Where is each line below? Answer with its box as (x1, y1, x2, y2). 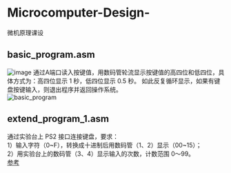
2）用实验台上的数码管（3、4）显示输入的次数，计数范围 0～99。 (7, 150, 195, 158)
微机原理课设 (7, 28, 43, 37)
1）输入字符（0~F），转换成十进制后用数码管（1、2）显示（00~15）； (7, 141, 202, 149)
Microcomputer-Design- (7, 5, 150, 21)
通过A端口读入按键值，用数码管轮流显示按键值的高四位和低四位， (33, 68, 219, 77)
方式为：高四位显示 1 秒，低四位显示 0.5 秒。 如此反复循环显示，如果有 (12, 77, 214, 85)
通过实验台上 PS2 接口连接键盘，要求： (7, 132, 119, 141)
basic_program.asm (7, 49, 95, 61)
